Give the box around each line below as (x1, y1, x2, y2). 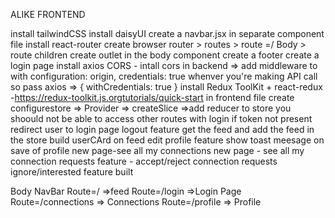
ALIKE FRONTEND (10, 9, 86, 20)
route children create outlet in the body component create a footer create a (10, 49, 320, 61)
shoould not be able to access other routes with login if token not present (10, 113, 313, 124)
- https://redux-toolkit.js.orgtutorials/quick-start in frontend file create (10, 92, 295, 103)
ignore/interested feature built (10, 166, 134, 178)
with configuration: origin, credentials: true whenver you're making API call (10, 70, 318, 82)
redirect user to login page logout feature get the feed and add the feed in (10, 124, 315, 135)
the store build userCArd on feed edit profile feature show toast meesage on (10, 134, 325, 146)
